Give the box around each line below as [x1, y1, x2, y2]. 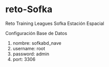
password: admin [12, 51, 50, 57]
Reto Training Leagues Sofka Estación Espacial [5, 20, 104, 26]
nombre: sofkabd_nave [12, 40, 61, 46]
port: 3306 [12, 56, 36, 62]
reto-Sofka [5, 4, 53, 15]
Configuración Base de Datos [5, 30, 68, 36]
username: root [12, 45, 46, 51]
